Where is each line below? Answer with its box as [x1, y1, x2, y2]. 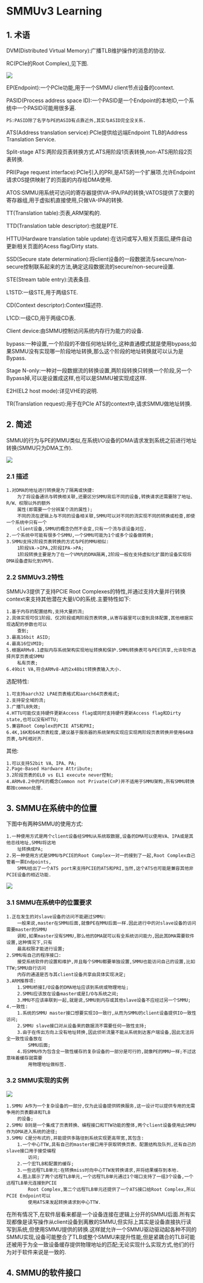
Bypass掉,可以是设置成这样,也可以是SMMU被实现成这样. [6, 375, 147, 381]
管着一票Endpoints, [6, 859, 52, 865]
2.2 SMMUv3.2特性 [6, 573, 64, 581]
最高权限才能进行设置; [17, 946, 65, 952]
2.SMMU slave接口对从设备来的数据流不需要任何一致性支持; [17, 1023, 147, 1029]
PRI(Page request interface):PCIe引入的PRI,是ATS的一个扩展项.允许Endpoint [6, 169, 195, 176]
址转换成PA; [17, 846, 43, 853]
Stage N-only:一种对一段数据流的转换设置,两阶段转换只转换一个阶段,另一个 [6, 367, 192, 374]
